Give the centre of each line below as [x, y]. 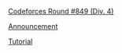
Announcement [33, 26]
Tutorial [20, 41]
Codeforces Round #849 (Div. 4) [61, 11]
